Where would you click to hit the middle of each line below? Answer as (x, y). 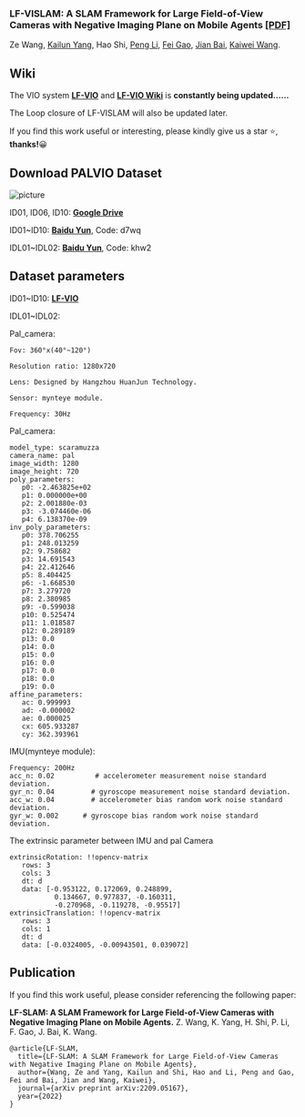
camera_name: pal (42, 455)
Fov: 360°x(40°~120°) (51, 350)
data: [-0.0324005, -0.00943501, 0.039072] (105, 945)
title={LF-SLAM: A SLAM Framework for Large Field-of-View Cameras (148, 1056)
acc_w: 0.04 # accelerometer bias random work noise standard (146, 799)
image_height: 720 (44, 472)
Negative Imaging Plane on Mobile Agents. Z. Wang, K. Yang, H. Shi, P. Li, (150, 1021)
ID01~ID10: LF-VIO (44, 298)
